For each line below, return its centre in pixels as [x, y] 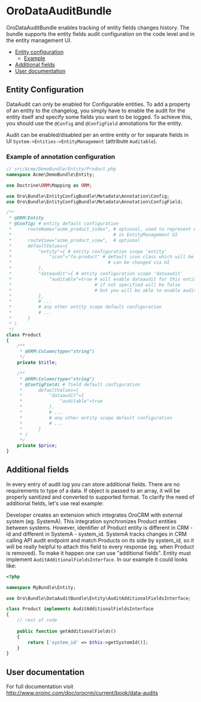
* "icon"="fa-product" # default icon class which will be [101, 257]
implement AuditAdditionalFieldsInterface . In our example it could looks [97, 559]
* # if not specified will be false [95, 285]
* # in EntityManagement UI [93, 234]
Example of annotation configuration [61, 157]
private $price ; [37, 446]
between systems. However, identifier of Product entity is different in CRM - [100, 527]
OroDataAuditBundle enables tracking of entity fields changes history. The [98, 28]
